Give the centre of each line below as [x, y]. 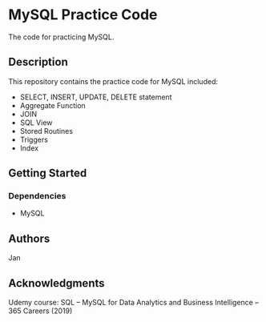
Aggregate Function [52, 105]
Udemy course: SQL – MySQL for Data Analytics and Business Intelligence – [133, 303]
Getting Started [48, 173]
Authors [29, 238]
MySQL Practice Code [83, 15]
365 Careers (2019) [40, 311]
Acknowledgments [57, 283]
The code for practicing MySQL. [61, 37]
